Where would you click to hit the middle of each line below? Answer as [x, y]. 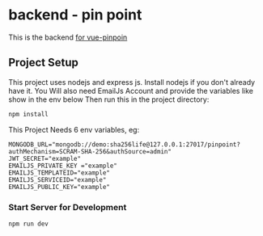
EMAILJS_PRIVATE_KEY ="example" [63, 166]
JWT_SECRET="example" [45, 158]
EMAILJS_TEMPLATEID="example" [59, 173]
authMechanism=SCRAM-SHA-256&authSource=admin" [90, 151]
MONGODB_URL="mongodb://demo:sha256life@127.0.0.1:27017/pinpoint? [125, 144]
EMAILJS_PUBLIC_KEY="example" [59, 187]
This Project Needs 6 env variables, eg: [74, 129]
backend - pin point [75, 15]
